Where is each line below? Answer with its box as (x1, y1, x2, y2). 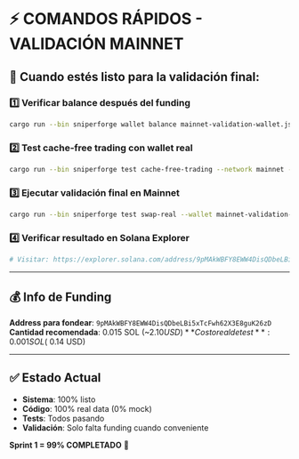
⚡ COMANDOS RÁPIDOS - (9, 9, 203, 29)
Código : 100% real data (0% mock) (21, 403, 153, 414)
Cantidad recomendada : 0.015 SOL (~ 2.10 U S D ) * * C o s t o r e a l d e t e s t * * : (9, 327, 271, 338)
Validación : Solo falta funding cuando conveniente (21, 422, 209, 433)
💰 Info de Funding (9, 289, 112, 304)
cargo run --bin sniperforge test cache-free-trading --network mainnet (9, 165, 285, 174)
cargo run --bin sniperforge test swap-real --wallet (9, 210, 214, 220)
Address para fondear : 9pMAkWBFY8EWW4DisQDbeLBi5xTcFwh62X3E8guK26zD (9, 318, 272, 328)
